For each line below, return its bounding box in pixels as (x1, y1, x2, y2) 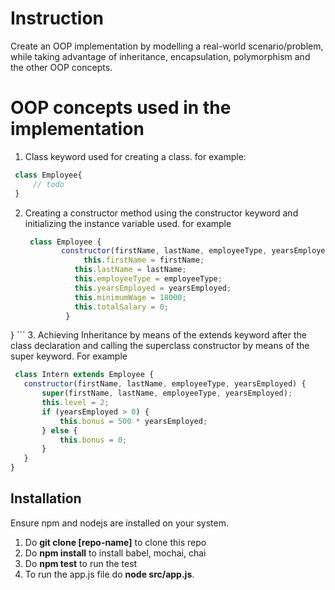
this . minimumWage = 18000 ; (74, 292, 187, 302)
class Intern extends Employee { (14, 370, 155, 380)
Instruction (10, 7, 104, 30)
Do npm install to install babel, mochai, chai (24, 547, 207, 559)
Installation (10, 490, 82, 507)
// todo (32, 179, 65, 189)
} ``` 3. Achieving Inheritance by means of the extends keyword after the (10, 329, 307, 341)
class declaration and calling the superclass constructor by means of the (10, 340, 310, 352)
